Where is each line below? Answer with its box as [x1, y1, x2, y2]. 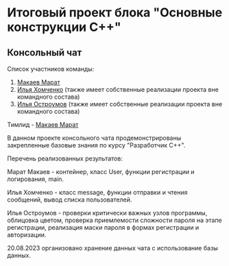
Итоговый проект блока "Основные [7, 5, 223, 21]
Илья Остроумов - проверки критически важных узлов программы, [7, 209, 208, 217]
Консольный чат [7, 47, 82, 58]
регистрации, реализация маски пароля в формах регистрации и [7, 223, 200, 231]
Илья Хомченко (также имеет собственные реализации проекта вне [16, 86, 219, 93]
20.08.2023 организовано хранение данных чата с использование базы [7, 244, 218, 252]
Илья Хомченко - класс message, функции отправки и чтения [7, 189, 188, 196]
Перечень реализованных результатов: [7, 154, 123, 162]
